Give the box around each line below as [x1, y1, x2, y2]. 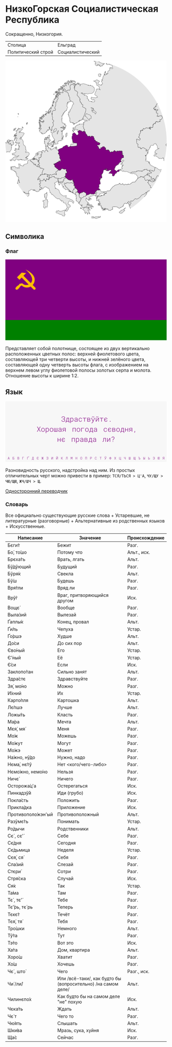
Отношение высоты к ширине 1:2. [5, 373, 79, 379]
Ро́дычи [7, 825, 25, 832]
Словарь [5, 500, 28, 508]
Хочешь [57, 961, 75, 967]
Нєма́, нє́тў [7, 761, 32, 768]
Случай [57, 875, 74, 882]
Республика [5, 14, 60, 26]
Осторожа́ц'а [7, 783, 37, 789]
